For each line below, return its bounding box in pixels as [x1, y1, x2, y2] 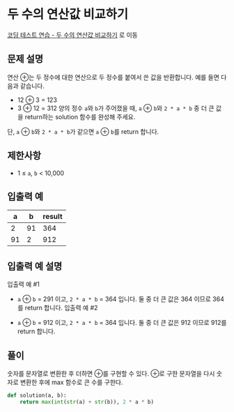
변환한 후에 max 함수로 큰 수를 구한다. [19, 378, 123, 386]
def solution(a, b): [7, 392, 68, 399]
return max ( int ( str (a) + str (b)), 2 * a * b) [19, 398, 155, 405]
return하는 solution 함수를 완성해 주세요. [24, 112, 136, 121]
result [42, 212, 63, 222]
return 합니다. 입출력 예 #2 [24, 304, 98, 312]
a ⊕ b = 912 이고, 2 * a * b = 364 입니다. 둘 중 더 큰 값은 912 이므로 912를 [17, 319, 227, 327]
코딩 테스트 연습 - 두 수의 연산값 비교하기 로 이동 [7, 31, 138, 39]
